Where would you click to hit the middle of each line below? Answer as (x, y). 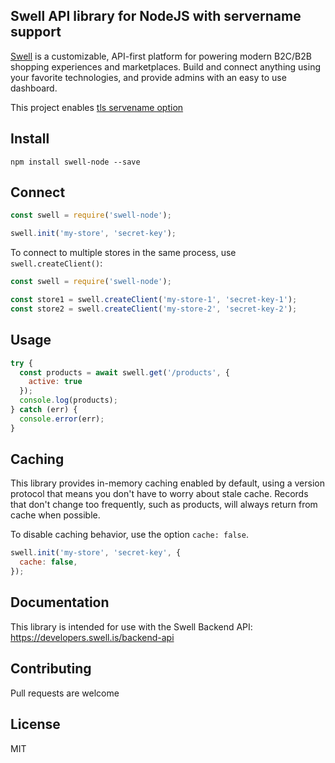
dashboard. (34, 88)
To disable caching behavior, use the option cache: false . (129, 535)
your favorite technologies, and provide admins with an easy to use (148, 77)
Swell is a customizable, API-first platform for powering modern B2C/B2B (161, 56)
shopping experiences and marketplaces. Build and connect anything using (165, 66)
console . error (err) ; (62, 419)
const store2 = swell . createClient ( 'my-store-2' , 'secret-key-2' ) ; (154, 309)
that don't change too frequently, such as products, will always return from (164, 505)
